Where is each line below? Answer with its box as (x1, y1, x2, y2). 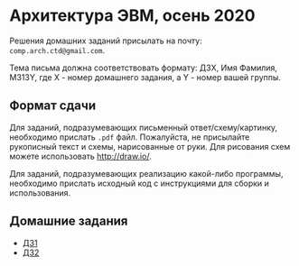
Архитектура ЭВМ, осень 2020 (9, 5, 256, 26)
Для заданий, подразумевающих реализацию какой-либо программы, (9, 168, 284, 179)
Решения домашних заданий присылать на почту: (9, 35, 202, 46)
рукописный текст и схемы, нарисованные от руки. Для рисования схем (9, 141, 291, 151)
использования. (9, 187, 71, 198)
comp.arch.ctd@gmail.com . (9, 44, 106, 55)
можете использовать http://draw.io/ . (9, 151, 152, 161)
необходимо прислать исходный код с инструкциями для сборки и (9, 178, 269, 188)
